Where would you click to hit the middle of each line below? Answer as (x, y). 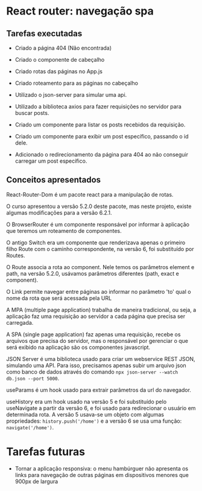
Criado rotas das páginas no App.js (58, 71)
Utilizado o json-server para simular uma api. (71, 95)
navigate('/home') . (30, 427)
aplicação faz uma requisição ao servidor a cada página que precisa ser (96, 316)
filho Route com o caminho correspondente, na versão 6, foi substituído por (100, 249)
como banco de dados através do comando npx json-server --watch (92, 372)
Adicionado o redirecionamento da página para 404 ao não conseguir (102, 154)
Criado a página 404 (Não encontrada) (63, 48)
